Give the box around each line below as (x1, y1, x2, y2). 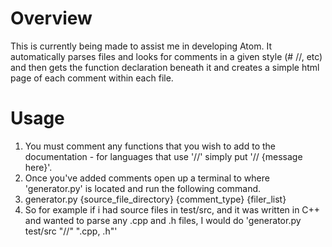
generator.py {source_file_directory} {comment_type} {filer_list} (24, 193, 287, 205)
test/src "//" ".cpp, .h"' (24, 225, 118, 237)
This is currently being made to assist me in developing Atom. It (10, 40, 272, 52)
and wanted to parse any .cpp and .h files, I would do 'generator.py (24, 214, 302, 226)
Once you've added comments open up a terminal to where (24, 172, 270, 184)
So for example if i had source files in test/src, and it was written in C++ (24, 203, 321, 216)
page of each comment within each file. (10, 72, 174, 84)
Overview (10, 7, 93, 30)
